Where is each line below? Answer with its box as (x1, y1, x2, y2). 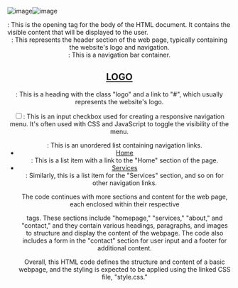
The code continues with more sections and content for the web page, (21, 192, 228, 201)
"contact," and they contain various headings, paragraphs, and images (21, 221, 229, 230)
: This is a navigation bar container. (68, 50, 171, 59)
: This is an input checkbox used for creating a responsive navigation (23, 112, 225, 121)
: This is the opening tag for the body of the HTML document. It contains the (7, 21, 231, 28)
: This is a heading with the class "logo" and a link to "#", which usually (15, 89, 224, 99)
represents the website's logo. (75, 97, 164, 106)
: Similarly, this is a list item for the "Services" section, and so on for (26, 171, 224, 179)
